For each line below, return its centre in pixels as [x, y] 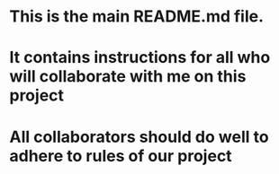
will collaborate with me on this [128, 77]
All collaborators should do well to [139, 137]
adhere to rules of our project [121, 156]
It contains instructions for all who [140, 58]
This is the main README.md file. [136, 17]
